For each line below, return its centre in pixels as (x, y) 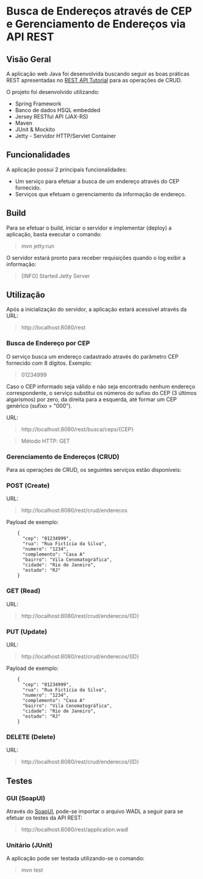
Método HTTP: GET (45, 441)
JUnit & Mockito (35, 129)
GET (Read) (23, 591)
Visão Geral (29, 59)
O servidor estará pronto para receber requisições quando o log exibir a (96, 257)
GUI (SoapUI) (26, 798)
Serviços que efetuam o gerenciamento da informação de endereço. (101, 194)
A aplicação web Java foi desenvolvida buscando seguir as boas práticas (98, 74)
